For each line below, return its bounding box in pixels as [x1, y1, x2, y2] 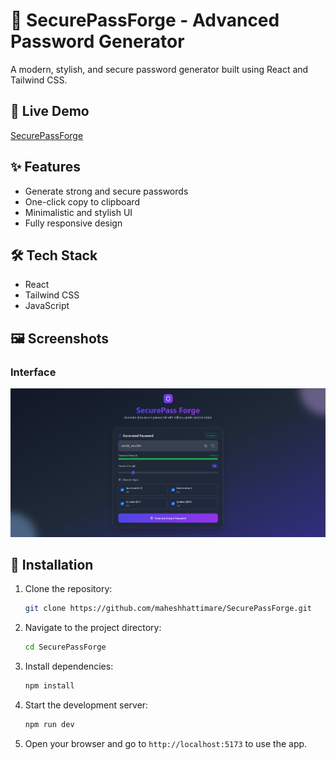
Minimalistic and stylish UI [24, 206, 133, 218]
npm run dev [24, 719, 75, 729]
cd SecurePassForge [24, 642, 107, 653]
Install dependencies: [24, 660, 114, 673]
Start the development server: [24, 699, 149, 711]
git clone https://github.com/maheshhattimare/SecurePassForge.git [24, 604, 312, 614]
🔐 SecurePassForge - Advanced [10, 9, 280, 32]
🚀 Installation [10, 556, 94, 573]
